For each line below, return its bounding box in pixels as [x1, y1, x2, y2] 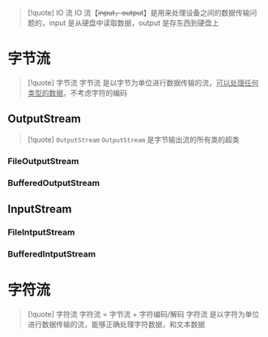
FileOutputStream [7, 155, 79, 166]
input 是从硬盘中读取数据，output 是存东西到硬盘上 [49, 18, 219, 28]
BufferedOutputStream [7, 177, 100, 188]
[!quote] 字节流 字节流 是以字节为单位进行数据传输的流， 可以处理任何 [27, 77, 259, 88]
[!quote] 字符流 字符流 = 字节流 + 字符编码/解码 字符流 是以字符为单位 [27, 309, 260, 319]
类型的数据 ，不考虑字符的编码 [27, 88, 127, 97]
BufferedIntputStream [7, 248, 96, 259]
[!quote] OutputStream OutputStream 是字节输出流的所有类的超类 [27, 134, 240, 145]
